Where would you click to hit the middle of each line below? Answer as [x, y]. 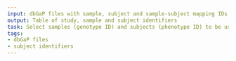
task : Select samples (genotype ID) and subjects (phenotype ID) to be [114, 27]
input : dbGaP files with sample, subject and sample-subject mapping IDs [118, 14]
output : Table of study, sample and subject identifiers [92, 20]
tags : [15, 33]
